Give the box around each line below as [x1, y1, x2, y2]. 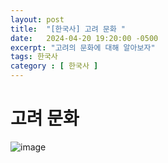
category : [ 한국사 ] [10, 61, 99, 71]
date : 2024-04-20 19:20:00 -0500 [10, 33, 159, 43]
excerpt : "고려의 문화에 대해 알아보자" [10, 42, 156, 53]
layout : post [10, 14, 65, 25]
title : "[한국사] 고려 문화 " [10, 24, 126, 34]
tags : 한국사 [10, 52, 58, 62]
